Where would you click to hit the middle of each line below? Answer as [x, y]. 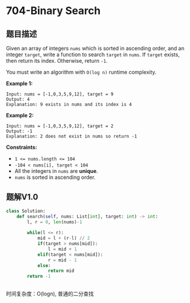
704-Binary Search [53, 11]
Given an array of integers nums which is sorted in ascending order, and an [95, 48]
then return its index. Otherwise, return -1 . [57, 61]
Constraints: [22, 147]
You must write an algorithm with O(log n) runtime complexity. [81, 72]
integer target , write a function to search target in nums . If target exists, [93, 55]
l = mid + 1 [62, 249]
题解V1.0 [22, 197]
